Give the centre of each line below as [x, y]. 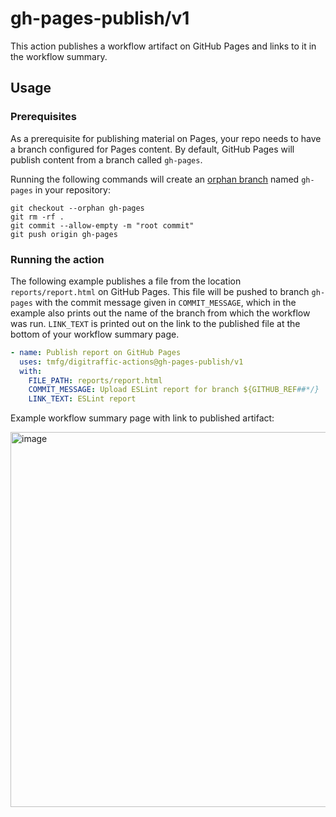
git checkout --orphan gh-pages [77, 208]
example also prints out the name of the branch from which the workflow [160, 313]
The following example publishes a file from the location [126, 281]
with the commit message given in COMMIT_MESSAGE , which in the [165, 302]
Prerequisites [43, 117]
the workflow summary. [59, 56]
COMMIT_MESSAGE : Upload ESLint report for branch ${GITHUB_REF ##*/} [174, 390]
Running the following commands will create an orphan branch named [155, 179]
